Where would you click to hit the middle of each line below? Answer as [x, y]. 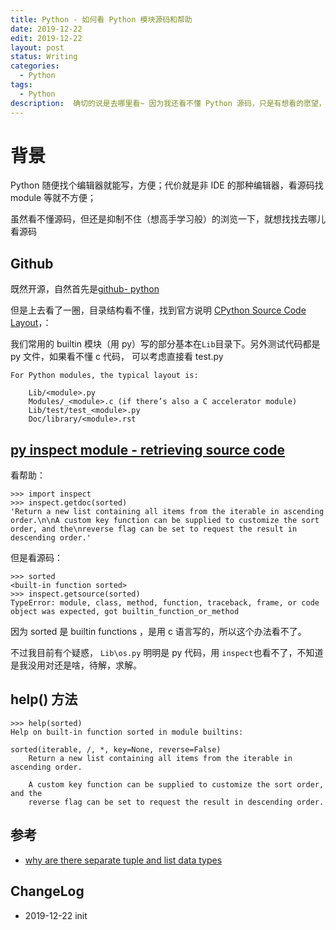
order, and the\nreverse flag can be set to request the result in [154, 529]
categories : [35, 66]
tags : [21, 85]
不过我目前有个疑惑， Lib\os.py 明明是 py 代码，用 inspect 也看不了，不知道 [167, 653]
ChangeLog [47, 891]
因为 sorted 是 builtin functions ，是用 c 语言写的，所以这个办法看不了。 [158, 632]
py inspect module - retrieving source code [147, 449]
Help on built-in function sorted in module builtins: [127, 732]
